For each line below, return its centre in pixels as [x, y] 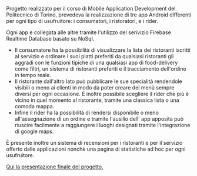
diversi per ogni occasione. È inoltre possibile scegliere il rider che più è [102, 94]
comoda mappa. [34, 106]
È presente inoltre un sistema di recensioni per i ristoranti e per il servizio [94, 143]
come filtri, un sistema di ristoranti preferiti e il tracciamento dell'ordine [100, 69]
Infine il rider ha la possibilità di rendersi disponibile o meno [86, 112]
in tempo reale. [33, 75]
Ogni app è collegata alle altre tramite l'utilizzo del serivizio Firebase [89, 32]
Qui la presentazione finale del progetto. [55, 167]
